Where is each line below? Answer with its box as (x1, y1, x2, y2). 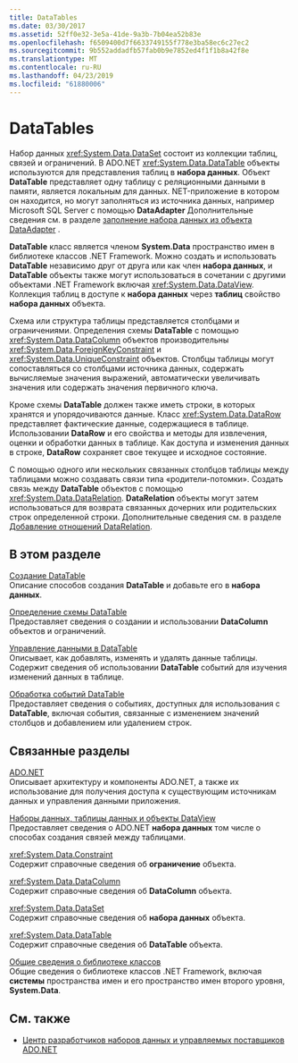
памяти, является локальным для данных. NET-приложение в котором (9, 185, 279, 197)
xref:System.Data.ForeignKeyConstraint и (9, 343, 162, 354)
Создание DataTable (9, 570, 87, 581)
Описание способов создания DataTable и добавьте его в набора (9, 580, 261, 591)
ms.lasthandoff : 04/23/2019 (9, 72, 114, 80)
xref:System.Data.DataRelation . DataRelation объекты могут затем (9, 493, 259, 503)
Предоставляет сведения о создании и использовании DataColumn (9, 616, 269, 627)
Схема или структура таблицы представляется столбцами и (9, 315, 240, 326)
